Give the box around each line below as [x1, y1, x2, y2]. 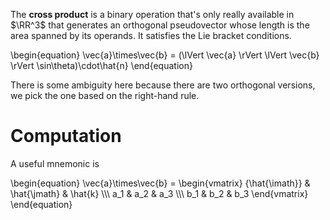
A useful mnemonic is [10, 157, 100, 169]
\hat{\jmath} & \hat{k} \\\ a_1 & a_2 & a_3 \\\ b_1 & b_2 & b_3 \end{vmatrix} [10, 187, 309, 199]
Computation [10, 125, 122, 148]
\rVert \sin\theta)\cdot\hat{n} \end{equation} [10, 60, 193, 71]
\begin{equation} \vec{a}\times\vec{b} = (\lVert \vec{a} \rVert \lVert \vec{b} [10, 49, 320, 61]
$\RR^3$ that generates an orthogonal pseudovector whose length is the [10, 19, 310, 31]
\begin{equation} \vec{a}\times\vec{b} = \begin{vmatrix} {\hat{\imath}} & [10, 177, 311, 189]
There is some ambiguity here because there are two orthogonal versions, [10, 79, 316, 91]
